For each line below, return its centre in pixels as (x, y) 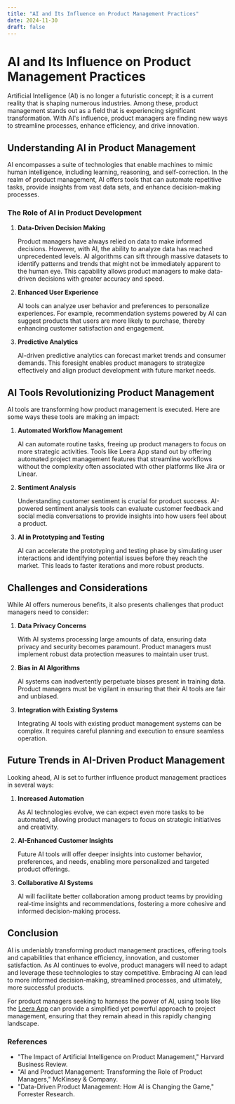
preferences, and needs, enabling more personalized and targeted (113, 861)
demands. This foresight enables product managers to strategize (111, 363)
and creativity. (38, 827)
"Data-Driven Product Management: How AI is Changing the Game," (115, 1086)
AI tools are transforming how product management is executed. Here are (114, 410)
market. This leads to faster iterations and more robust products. (111, 566)
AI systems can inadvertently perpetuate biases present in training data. (121, 681)
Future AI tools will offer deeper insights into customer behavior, (110, 854)
